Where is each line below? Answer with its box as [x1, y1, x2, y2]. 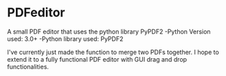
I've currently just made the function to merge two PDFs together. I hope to [7, 48, 220, 56]
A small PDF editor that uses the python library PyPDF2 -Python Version [7, 27, 211, 36]
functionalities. [7, 62, 49, 71]
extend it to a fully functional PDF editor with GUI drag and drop [7, 55, 188, 63]
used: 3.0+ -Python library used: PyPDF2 [7, 34, 124, 42]
